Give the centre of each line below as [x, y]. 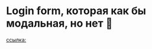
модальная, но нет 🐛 [59, 23]
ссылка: [16, 40]
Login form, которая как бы [76, 11]
